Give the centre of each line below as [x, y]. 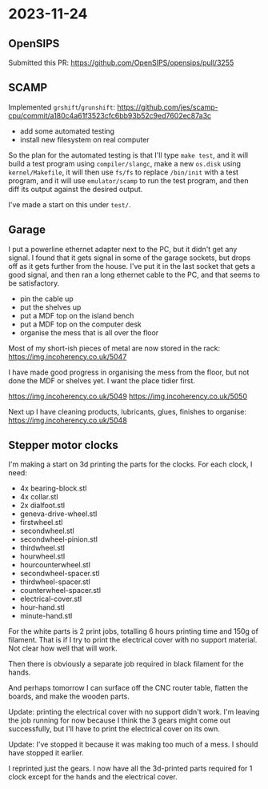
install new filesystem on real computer [84, 139]
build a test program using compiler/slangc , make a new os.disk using [125, 163]
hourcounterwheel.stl [55, 565]
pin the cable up [46, 298]
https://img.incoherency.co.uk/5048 [68, 420]
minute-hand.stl [46, 616]
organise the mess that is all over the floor [89, 332]
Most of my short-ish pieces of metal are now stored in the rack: [114, 348]
